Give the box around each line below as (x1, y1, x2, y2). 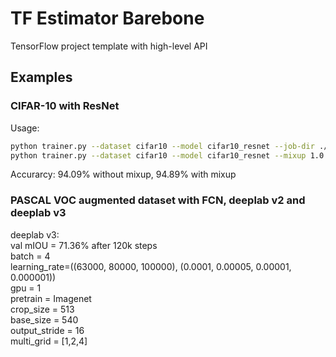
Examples (10, 69, 73, 86)
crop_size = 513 (10, 303, 75, 315)
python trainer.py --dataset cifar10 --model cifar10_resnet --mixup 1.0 (10, 150, 325, 161)
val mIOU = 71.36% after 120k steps (10, 239, 158, 251)
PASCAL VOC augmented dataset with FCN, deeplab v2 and (10, 193, 306, 207)
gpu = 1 (10, 282, 42, 294)
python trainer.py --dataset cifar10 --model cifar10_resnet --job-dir (10, 141, 315, 151)
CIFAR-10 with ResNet (10, 99, 120, 113)
